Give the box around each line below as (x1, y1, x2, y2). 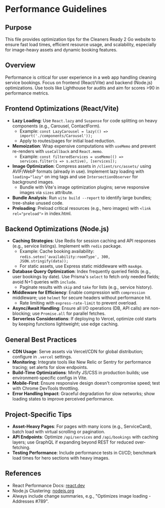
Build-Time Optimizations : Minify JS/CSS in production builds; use (12, 370, 149, 376)
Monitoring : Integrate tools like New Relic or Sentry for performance (12, 359, 151, 365)
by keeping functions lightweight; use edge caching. (12, 321, 119, 327)
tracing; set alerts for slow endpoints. (12, 364, 88, 370)
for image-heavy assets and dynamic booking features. (5, 47, 118, 52)
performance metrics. (5, 90, 49, 96)
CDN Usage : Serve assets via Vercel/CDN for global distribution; (12, 349, 144, 355)
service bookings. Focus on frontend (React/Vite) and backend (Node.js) (5, 79, 153, 85)
